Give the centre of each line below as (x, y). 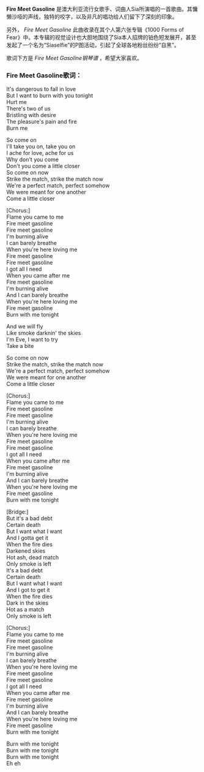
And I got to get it (28, 590)
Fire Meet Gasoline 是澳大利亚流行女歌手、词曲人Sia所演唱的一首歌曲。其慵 (102, 9)
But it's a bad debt (30, 518)
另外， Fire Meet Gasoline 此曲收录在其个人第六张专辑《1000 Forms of (95, 30)
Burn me (17, 128)
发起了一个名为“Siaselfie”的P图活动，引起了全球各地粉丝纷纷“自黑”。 (93, 45)
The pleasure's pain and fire (42, 122)
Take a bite (20, 346)
